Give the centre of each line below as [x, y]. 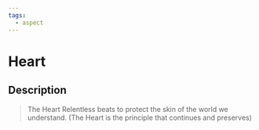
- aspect [29, 23]
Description [37, 90]
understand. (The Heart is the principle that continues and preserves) [140, 117]
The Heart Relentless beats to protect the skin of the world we [128, 109]
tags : [17, 15]
